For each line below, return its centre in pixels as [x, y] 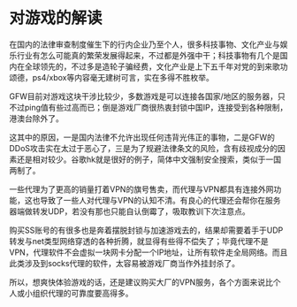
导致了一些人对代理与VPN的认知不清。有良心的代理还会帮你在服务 [160, 200]
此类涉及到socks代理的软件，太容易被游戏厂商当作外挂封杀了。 [125, 263]
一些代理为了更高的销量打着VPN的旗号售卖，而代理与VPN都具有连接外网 [141, 189]
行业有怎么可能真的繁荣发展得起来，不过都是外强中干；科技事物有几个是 [148, 55]
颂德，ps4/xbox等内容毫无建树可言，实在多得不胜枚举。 [111, 77]
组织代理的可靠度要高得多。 [83, 293]
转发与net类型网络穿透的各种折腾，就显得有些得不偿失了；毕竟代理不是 [139, 241]
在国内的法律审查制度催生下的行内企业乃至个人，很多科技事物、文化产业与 [145, 44]
